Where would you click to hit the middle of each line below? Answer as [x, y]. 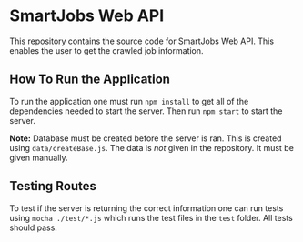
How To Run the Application [90, 80]
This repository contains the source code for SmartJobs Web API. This [142, 41]
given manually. [39, 157]
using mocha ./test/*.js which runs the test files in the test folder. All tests [151, 217]
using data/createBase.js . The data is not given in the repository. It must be [151, 147]
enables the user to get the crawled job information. [106, 50]
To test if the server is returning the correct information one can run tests [146, 208]
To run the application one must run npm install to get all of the [129, 101]
